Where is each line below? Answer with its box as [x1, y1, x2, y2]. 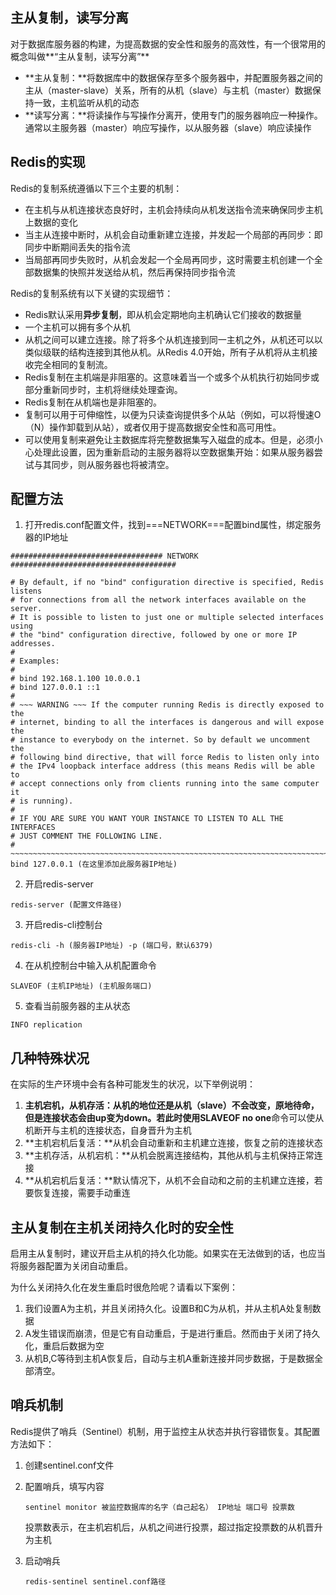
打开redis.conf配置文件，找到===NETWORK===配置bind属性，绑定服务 [24, 519, 322, 531]
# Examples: [10, 656, 60, 667]
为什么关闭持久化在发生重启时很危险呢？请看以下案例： [10, 1281, 238, 1293]
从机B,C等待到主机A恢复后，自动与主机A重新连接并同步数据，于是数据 [24, 1353, 315, 1365]
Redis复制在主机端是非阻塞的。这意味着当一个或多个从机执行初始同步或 [24, 371, 320, 383]
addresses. [10, 639, 56, 649]
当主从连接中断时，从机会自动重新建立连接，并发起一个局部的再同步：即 [24, 228, 323, 240]
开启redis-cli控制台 [24, 919, 103, 931]
